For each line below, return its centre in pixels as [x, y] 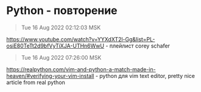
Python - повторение [62, 11]
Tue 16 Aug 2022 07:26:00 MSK [61, 57]
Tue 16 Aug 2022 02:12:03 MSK [61, 27]
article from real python [36, 82]
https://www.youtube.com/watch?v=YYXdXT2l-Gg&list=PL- [81, 39]
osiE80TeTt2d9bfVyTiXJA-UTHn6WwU [55, 46]
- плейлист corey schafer [138, 46]
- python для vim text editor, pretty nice [145, 76]
